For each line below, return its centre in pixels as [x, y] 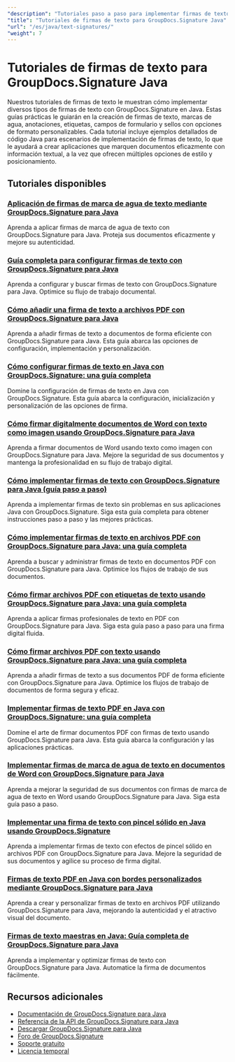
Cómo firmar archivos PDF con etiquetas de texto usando [107, 594]
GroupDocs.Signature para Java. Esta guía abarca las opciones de [103, 341]
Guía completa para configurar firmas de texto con [95, 260]
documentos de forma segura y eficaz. [63, 690]
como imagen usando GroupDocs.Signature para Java [101, 432]
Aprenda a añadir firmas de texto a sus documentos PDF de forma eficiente [116, 675]
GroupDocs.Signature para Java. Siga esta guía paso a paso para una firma [116, 626]
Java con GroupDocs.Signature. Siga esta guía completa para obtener [108, 512]
